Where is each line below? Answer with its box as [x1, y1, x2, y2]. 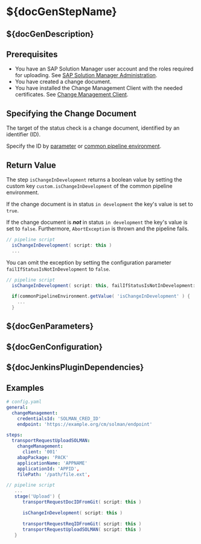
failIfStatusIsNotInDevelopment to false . [6, 265, 110, 273]
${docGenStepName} [6, 5, 117, 19]
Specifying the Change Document [6, 108, 137, 119]
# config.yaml [6, 399, 42, 405]
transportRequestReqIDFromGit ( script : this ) [22, 520, 142, 527]
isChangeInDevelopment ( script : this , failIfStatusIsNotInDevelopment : [11, 282, 196, 288]
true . [6, 207, 19, 214]
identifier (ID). [6, 131, 41, 138]
